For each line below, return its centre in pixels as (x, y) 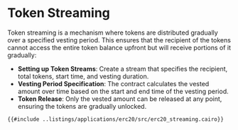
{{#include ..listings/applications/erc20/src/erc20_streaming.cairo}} (115, 119)
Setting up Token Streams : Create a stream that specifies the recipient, (123, 69)
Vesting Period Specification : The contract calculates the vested (113, 83)
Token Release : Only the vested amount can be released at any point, (120, 99)
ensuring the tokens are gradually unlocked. (82, 106)
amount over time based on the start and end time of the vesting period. (123, 91)
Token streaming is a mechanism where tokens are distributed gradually (113, 32)
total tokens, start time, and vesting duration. (83, 76)
